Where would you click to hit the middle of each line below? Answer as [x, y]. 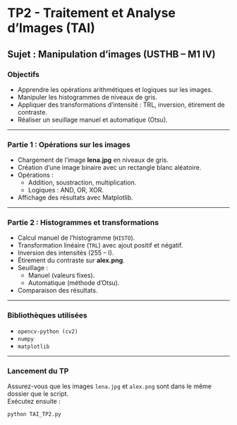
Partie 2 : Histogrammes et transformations [83, 223]
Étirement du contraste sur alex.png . [71, 260]
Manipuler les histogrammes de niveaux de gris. [87, 97]
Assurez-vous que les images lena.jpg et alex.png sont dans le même [109, 386]
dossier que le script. [38, 394]
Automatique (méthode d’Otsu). [74, 283]
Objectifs [24, 74]
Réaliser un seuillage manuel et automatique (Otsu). [92, 120]
